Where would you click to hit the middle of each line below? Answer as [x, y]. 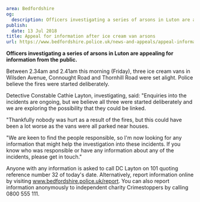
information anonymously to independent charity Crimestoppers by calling [97, 188]
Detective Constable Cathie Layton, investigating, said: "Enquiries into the [96, 96]
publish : [17, 25]
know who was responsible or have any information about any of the [90, 151]
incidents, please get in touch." [44, 157]
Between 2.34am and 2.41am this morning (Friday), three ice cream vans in [98, 71]
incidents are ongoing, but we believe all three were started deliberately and [99, 102]
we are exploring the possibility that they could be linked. [76, 108]
